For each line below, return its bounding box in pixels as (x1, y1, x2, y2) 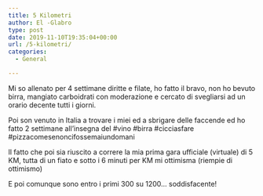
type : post (8, 26, 44, 34)
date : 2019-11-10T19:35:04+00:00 (8, 33, 118, 42)
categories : (8, 48, 47, 56)
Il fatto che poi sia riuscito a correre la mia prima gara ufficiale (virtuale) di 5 (8, 147, 254, 157)
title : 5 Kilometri (8, 11, 72, 20)
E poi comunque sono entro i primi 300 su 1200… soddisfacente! (8, 179, 217, 188)
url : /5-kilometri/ (8, 41, 72, 49)
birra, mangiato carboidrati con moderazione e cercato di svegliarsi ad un (8, 92, 246, 101)
